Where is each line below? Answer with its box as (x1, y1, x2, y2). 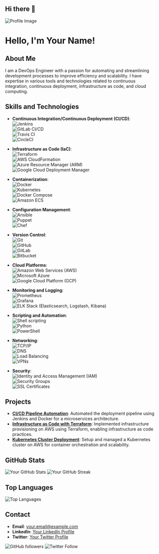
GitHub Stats (5, 456, 45, 464)
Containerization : (12, 176, 49, 182)
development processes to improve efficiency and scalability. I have (5, 73, 142, 78)
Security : (12, 368, 32, 374)
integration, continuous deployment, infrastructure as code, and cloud (5, 83, 146, 89)
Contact (5, 510, 30, 519)
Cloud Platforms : (12, 262, 47, 268)
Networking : (12, 337, 38, 343)
